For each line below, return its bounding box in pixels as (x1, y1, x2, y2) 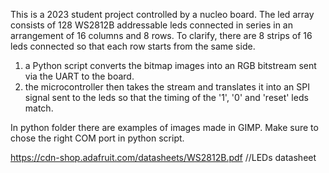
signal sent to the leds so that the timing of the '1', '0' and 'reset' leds (24, 92, 309, 103)
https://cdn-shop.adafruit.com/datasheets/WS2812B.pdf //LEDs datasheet (10, 152, 317, 163)
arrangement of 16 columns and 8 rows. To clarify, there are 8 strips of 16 (10, 30, 313, 41)
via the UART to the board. (24, 70, 135, 82)
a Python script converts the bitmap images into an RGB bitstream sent (24, 60, 317, 71)
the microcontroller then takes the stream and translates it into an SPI (24, 81, 310, 93)
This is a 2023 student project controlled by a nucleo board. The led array (10, 9, 315, 20)
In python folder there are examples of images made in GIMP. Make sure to (10, 122, 319, 133)
